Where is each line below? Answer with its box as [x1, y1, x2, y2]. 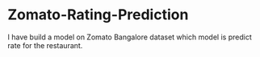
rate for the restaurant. [7, 40, 83, 50]
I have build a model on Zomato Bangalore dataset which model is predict [7, 32, 252, 42]
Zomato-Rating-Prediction [7, 6, 189, 24]
